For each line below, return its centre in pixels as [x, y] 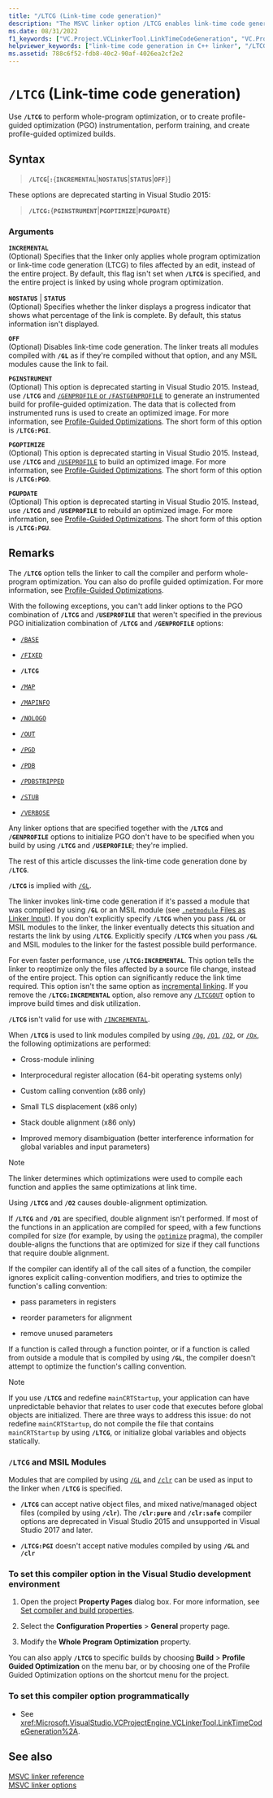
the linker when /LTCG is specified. [66, 1488]
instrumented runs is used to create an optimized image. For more [119, 413]
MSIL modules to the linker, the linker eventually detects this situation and [131, 927]
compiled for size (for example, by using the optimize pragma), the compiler [136, 1235]
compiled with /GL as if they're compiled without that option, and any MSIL [133, 355]
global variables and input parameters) [85, 1147]
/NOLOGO [33, 718]
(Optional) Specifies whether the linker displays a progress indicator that [130, 307]
